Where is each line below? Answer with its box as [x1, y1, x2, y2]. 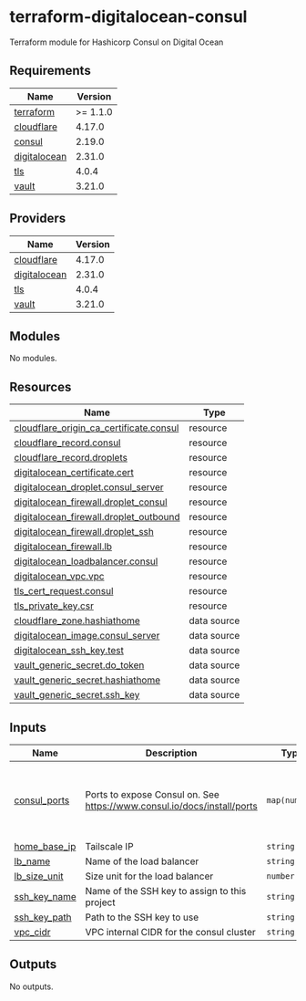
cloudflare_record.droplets [14, 452, 127, 464]
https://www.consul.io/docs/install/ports [85, 799, 258, 812]
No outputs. [9, 981, 54, 992]
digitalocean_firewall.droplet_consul [14, 495, 168, 508]
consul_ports [14, 794, 70, 807]
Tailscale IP [85, 840, 134, 852]
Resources [9, 379, 72, 394]
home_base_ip [14, 840, 76, 852]
